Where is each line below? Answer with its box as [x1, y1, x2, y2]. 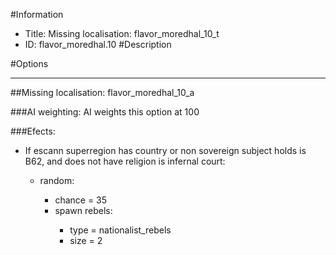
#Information [10, 9, 64, 20]
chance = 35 [54, 194, 108, 206]
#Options [10, 58, 49, 69]
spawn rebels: [54, 205, 113, 216]
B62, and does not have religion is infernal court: [24, 155, 226, 167]
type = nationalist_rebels [69, 224, 172, 236]
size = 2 [69, 235, 103, 246]
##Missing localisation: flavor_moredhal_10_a [10, 87, 195, 98]
